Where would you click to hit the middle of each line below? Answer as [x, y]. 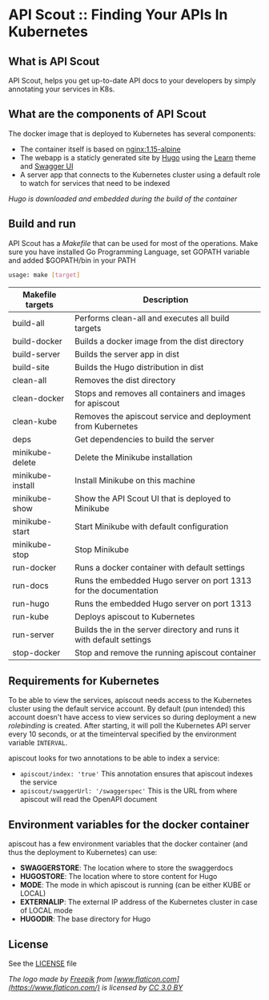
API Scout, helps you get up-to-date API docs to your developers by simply [132, 81]
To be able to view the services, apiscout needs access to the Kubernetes [130, 700]
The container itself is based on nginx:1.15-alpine [100, 149]
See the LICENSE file [43, 963]
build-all [28, 323]
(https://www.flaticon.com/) [54, 987]
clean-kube [35, 421]
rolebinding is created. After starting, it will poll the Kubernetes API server [129, 726]
